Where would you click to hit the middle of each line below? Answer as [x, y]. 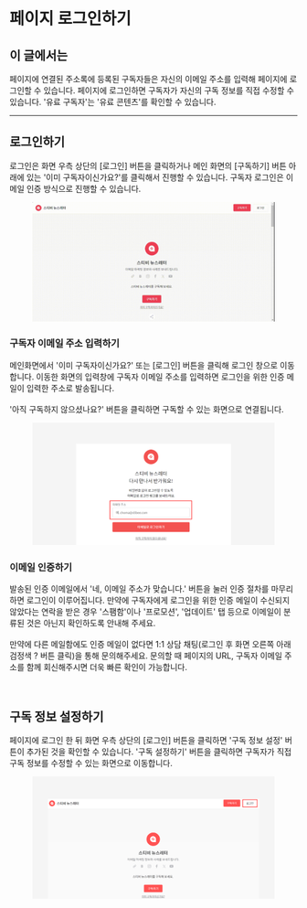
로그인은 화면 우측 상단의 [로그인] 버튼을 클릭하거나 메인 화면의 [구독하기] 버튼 [148, 166]
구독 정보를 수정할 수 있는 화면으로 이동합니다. [91, 763]
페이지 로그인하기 [70, 19]
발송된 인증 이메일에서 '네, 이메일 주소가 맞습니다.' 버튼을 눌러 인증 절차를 [139, 589]
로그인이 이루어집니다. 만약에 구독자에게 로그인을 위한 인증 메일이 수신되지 [158, 601]
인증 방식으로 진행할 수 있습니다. [84, 188]
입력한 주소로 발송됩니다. [70, 388]
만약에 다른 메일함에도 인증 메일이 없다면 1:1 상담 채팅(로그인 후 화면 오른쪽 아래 [150, 645]
